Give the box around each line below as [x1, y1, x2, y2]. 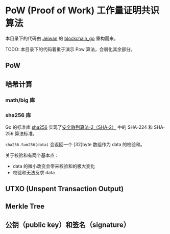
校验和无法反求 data [12, 169, 55, 175]
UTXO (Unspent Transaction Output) [5, 184, 124, 193]
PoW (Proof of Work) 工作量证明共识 [5, 5, 159, 16]
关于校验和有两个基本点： [5, 152, 59, 158]
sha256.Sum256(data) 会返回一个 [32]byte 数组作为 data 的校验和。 [5, 141, 145, 147]
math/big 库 [5, 97, 35, 104]
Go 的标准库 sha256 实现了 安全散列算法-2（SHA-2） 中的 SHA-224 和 [5, 124, 153, 130]
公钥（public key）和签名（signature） [5, 221, 131, 229]
